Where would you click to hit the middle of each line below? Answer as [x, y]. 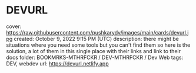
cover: [14, 26]
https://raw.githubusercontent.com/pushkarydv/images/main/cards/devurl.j [97, 32]
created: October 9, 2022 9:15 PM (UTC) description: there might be [97, 39]
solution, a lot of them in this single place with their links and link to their [94, 51]
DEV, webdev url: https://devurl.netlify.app [57, 63]
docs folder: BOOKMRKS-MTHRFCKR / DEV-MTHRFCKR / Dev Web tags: [95, 57]
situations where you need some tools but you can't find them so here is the [98, 45]
